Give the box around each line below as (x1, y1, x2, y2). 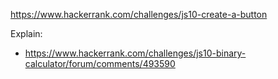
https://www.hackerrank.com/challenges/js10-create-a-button (10, 9, 268, 20)
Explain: (10, 28, 43, 39)
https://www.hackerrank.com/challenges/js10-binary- (24, 47, 247, 59)
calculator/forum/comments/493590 (24, 58, 176, 69)
